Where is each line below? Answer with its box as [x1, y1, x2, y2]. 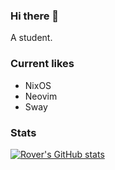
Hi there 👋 [10, 9, 60, 23]
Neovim [24, 90, 58, 102]
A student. [10, 32, 53, 44]
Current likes [10, 57, 75, 71]
